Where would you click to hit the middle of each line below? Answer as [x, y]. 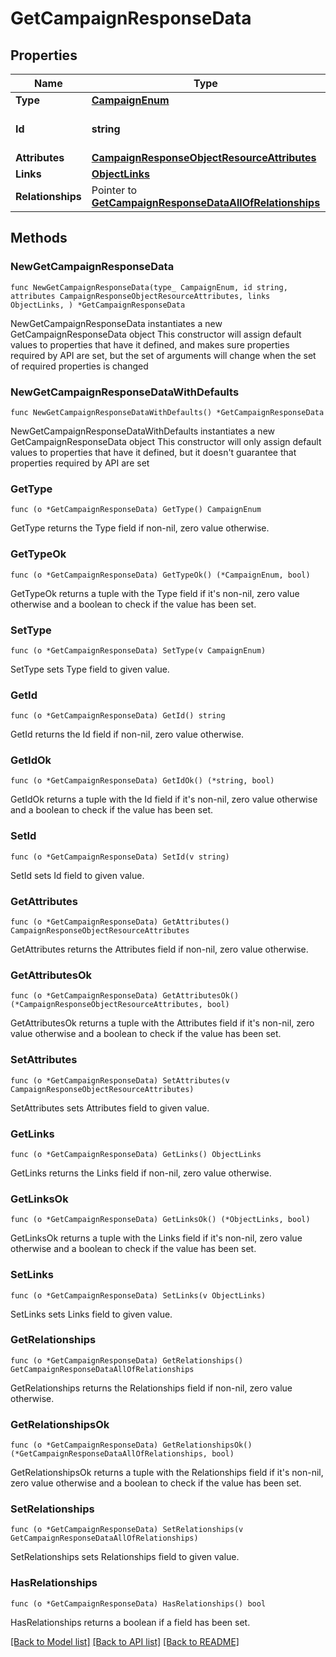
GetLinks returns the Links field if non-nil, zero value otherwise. [141, 1173]
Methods [39, 238]
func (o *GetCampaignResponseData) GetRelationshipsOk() [131, 1445]
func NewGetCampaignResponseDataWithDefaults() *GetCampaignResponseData [167, 412]
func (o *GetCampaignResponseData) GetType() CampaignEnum [136, 510]
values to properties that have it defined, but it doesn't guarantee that [153, 452]
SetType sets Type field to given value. [90, 669]
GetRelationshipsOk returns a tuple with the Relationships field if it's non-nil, [167, 1473]
